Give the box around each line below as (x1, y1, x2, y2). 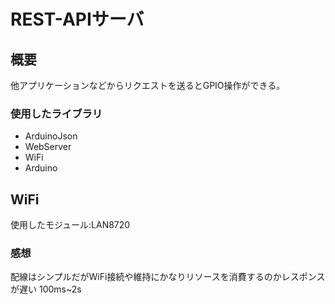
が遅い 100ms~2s (10, 283, 82, 295)
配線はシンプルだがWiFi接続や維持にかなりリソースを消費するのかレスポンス (10, 271, 326, 283)
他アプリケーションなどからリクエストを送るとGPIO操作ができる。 (10, 80, 286, 91)
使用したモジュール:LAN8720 (10, 219, 131, 231)
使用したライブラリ (10, 106, 103, 120)
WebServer (24, 141, 72, 153)
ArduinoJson (24, 130, 78, 142)
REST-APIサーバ (10, 8, 145, 31)
